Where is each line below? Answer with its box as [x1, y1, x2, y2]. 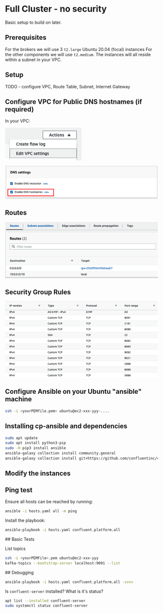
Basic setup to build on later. [5, 19, 62, 25]
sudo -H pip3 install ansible [5, 446, 66, 451]
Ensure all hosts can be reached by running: [5, 499, 93, 505]
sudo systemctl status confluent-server [5, 603, 88, 608]
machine [5, 395, 33, 403]
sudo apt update [5, 436, 38, 440]
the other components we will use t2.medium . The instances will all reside [5, 51, 151, 57]
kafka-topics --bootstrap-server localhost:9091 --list [5, 561, 120, 565]
